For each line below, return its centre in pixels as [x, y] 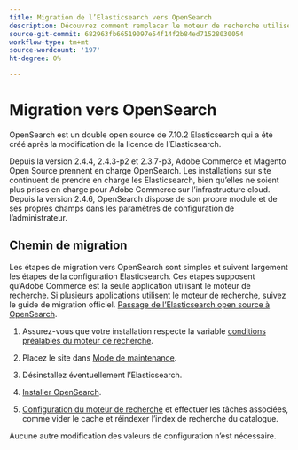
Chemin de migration [68, 246]
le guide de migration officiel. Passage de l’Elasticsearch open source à [140, 304]
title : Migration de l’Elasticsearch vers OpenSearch [111, 17]
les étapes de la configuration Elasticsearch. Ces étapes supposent [132, 276]
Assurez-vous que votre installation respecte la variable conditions [144, 331]
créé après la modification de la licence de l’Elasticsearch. [115, 144]
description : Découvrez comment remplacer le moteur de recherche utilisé [150, 26]
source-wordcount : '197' [55, 50]
